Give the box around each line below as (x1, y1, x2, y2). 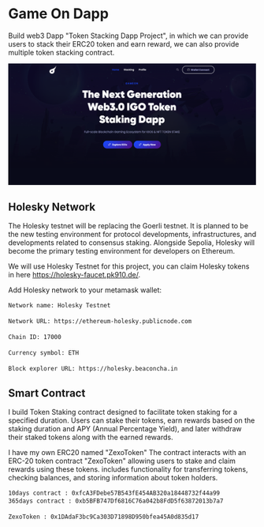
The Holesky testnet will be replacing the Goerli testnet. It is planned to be (8, 221, 249, 231)
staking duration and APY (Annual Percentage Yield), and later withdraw (8, 424, 242, 434)
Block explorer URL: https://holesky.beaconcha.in (8, 365, 178, 373)
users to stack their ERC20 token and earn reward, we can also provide (8, 39, 240, 48)
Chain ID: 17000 (8, 333, 61, 341)
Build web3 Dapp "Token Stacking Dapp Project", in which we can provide (8, 31, 249, 40)
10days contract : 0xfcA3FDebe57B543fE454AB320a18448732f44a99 (8, 489, 221, 498)
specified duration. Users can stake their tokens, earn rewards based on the (8, 416, 255, 425)
